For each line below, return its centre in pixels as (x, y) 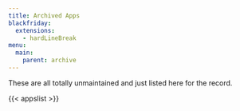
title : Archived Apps (44, 16)
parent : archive (50, 61)
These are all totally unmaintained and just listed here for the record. (120, 83)
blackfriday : (30, 23)
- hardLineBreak (50, 38)
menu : (17, 46)
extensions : (35, 30)
